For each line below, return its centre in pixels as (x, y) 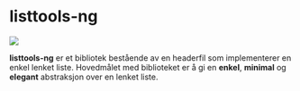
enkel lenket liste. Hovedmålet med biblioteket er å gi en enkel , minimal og (148, 67)
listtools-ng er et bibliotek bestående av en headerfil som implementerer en (150, 58)
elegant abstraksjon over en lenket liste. (84, 77)
